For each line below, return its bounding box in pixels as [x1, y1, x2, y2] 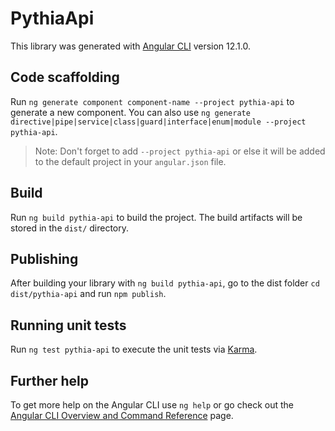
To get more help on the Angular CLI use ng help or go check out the [10, 399, 294, 411]
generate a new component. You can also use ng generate [10, 106, 251, 118]
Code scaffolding [10, 69, 120, 86]
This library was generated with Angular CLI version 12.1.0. [10, 40, 251, 52]
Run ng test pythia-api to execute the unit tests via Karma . [10, 343, 258, 356]
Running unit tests [10, 317, 127, 334]
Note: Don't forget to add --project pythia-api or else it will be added [34, 145, 326, 157]
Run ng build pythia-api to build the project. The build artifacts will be [10, 211, 303, 223]
